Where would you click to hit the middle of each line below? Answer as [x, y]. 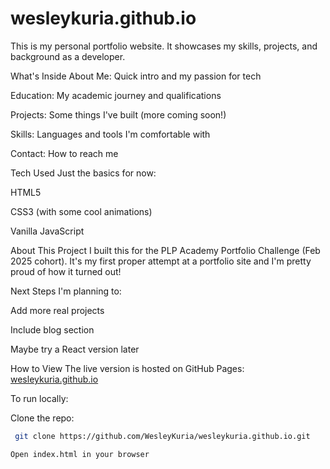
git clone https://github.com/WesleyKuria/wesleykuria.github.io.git [162, 436]
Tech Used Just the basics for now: [83, 173]
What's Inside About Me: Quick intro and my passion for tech [136, 76]
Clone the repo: [42, 418]
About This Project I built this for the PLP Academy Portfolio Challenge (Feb [165, 250]
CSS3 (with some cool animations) [81, 211]
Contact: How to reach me [64, 153]
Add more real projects [57, 310]
